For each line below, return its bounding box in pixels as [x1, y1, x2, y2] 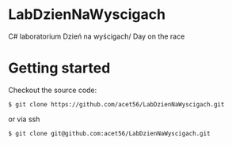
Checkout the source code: [8, 85, 97, 95]
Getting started [8, 59, 111, 77]
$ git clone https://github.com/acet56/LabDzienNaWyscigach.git [8, 100, 225, 108]
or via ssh [8, 114, 40, 124]
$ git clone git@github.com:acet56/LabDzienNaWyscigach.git [8, 129, 211, 137]
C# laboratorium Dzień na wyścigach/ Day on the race [8, 32, 185, 41]
